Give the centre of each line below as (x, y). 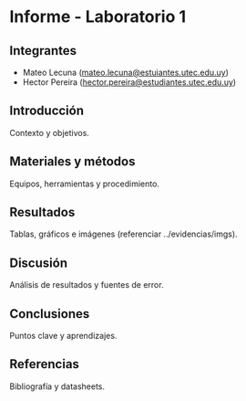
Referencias (45, 364)
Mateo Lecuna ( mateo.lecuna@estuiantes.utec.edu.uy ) (126, 72)
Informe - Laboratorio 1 (98, 17)
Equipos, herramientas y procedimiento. (84, 184)
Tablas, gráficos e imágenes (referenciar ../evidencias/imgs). (124, 234)
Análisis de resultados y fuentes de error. (87, 285)
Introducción (47, 111)
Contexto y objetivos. (49, 132)
